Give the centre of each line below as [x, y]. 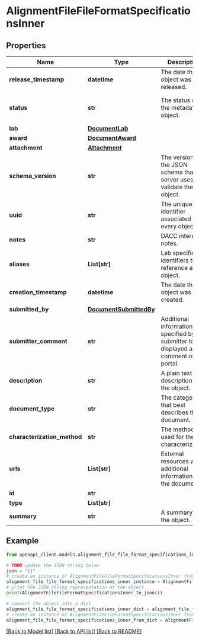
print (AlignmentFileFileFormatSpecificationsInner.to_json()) [84, 593]
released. [174, 87]
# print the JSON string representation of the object [75, 588]
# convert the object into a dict [49, 603]
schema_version [33, 176]
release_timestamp [37, 79]
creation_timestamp [38, 292]
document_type [32, 409]
